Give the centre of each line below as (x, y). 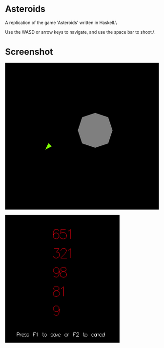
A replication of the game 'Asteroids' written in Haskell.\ (61, 23)
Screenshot (29, 52)
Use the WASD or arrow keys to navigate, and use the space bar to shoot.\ (80, 32)
